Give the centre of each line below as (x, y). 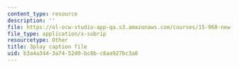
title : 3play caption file (47, 47)
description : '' (31, 21)
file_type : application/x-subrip (57, 34)
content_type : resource (43, 14)
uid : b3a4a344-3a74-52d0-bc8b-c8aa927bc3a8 (73, 54)
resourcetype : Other (38, 40)
